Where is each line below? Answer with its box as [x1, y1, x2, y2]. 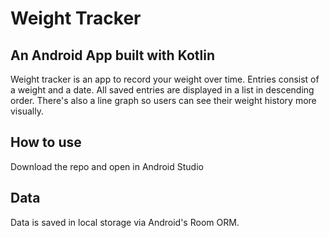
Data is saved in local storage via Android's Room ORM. [10, 216, 240, 228]
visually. [10, 105, 44, 117]
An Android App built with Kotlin [10, 47, 216, 64]
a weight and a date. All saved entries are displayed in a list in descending [10, 84, 315, 96]
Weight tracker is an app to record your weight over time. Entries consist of [10, 73, 320, 85]
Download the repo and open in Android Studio [10, 160, 204, 172]
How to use [10, 134, 82, 151]
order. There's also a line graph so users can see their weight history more [10, 95, 317, 106]
